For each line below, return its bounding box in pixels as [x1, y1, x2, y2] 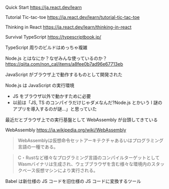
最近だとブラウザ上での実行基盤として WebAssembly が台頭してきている [5, 117, 158, 123]
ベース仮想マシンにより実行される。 [22, 168, 98, 173]
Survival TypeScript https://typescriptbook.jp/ [5, 34, 102, 40]
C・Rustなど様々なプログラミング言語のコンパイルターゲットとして [17, 155, 160, 160]
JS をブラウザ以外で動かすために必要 [12, 93, 91, 99]
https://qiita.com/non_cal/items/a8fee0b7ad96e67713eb [5, 61, 123, 67]
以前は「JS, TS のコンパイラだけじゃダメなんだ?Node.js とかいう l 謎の [12, 99, 163, 105]
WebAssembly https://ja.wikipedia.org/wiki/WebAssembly [5, 127, 126, 133]
